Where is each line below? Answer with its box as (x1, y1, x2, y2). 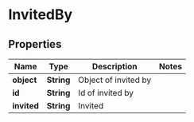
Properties (8, 37, 62, 51)
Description (91, 61, 138, 72)
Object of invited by (78, 74, 152, 85)
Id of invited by (78, 88, 134, 98)
